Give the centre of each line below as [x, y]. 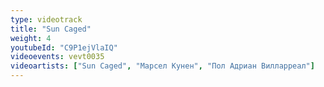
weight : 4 [31, 38]
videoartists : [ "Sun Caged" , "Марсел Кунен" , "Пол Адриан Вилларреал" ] [162, 66]
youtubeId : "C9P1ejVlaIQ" [64, 47]
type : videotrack [46, 19]
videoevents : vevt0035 [57, 57]
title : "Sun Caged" [51, 29]
